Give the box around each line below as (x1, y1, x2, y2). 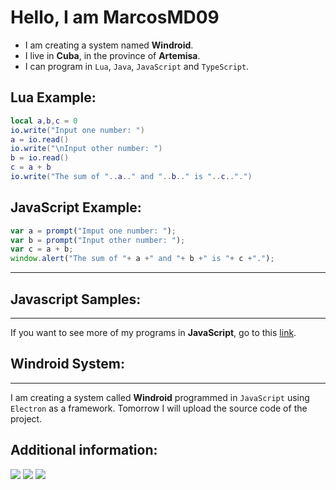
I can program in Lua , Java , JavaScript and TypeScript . (24, 60, 250, 72)
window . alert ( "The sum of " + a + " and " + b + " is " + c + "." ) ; (10, 254, 275, 264)
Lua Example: (10, 89, 97, 106)
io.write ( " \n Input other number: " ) (10, 144, 163, 154)
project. (10, 412, 43, 425)
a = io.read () (10, 134, 70, 145)
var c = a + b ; (10, 244, 74, 255)
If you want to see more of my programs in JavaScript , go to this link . (10, 327, 297, 338)
